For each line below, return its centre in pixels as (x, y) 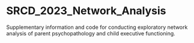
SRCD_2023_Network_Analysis (86, 11)
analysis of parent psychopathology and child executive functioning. (91, 33)
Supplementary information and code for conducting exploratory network (97, 27)
